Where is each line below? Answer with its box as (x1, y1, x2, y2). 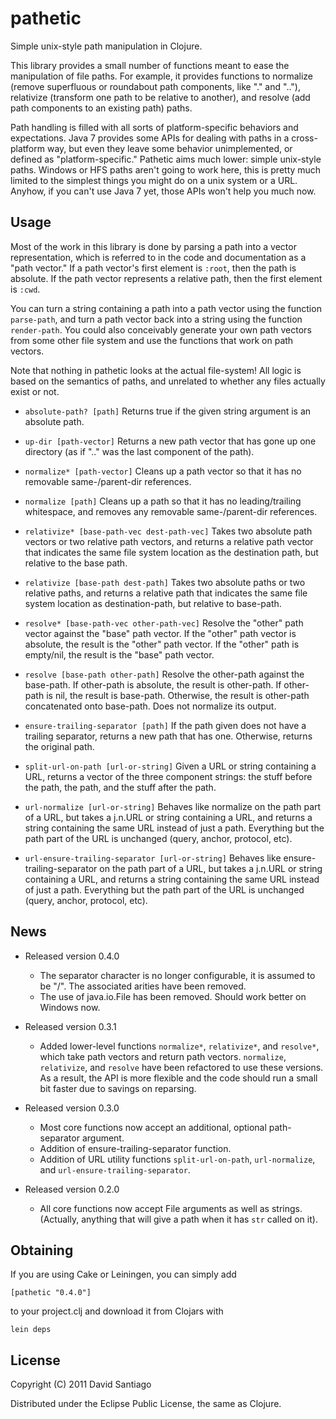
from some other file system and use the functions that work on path (10, 334, 294, 346)
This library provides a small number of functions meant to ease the (10, 59, 290, 71)
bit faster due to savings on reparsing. (39, 1082, 197, 1094)
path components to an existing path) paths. (10, 102, 193, 114)
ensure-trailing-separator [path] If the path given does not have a (24, 719, 307, 731)
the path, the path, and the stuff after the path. (24, 781, 217, 793)
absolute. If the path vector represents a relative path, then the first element (10, 272, 323, 284)
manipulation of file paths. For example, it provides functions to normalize (10, 70, 314, 82)
